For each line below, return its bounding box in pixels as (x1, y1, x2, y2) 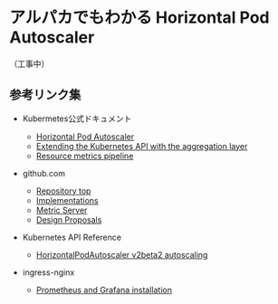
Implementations (35, 195, 99, 205)
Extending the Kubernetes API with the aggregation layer (35, 140, 248, 151)
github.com (22, 167, 66, 178)
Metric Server (35, 204, 88, 215)
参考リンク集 (9, 87, 81, 103)
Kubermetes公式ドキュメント (22, 113, 132, 124)
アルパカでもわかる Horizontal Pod (9, 7, 270, 28)
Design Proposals (35, 214, 102, 225)
